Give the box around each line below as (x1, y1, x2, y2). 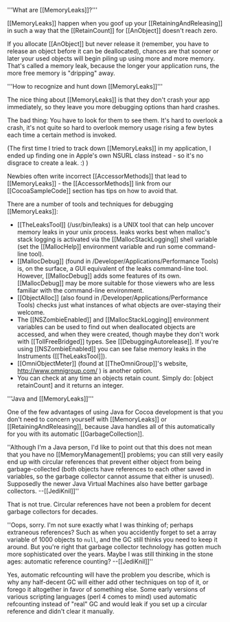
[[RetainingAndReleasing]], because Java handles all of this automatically (7, 423, 215, 430)
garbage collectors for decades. (7, 508, 98, 515)
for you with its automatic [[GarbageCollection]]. (7, 430, 144, 438)
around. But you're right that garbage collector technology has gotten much (7, 543, 222, 551)
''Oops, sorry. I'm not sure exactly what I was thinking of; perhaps (7, 521, 194, 529)
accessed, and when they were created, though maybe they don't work (16, 330, 220, 338)
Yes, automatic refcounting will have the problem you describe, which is (7, 570, 211, 579)
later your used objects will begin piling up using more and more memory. (7, 54, 215, 63)
